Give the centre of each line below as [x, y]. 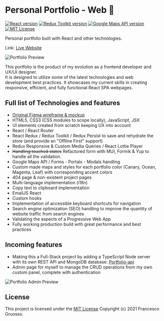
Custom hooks [27, 198]
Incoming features [34, 245]
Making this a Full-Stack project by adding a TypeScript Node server [81, 256]
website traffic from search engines [48, 214]
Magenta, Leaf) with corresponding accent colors [62, 172]
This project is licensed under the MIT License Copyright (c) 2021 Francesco [82, 309]
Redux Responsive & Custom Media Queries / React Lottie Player [77, 146]
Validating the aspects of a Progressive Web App [61, 219]
